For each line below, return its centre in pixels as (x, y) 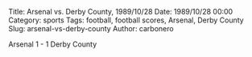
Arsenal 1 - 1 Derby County (53, 44)
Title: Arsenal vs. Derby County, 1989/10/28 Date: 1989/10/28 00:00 (121, 12)
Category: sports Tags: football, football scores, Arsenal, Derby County (126, 20)
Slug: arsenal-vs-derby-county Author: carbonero (91, 28)
